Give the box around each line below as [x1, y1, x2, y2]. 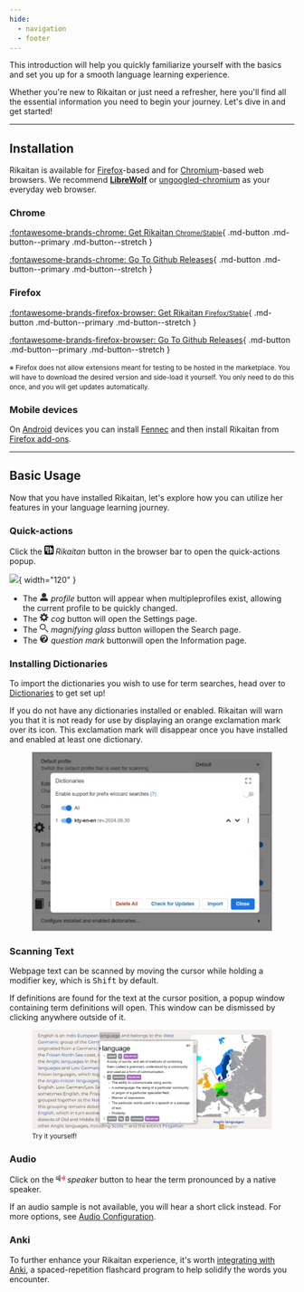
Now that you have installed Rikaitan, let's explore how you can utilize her [9, 492, 283, 502]
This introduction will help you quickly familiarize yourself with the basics [9, 60, 282, 71]
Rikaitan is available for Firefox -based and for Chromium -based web [9, 165, 264, 176]
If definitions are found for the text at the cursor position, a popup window [9, 992, 285, 1003]
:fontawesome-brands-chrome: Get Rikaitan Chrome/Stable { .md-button [9, 227, 270, 238]
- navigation [17, 24, 67, 33]
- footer [17, 33, 51, 43]
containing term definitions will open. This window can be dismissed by [9, 1001, 276, 1013]
